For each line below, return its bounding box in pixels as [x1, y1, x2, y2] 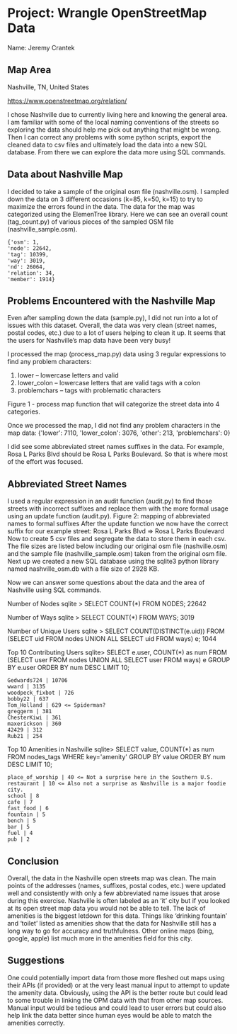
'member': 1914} [7, 275, 55, 283]
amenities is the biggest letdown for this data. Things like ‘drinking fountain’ [7, 911, 228, 920]
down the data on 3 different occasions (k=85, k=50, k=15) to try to [7, 195, 203, 203]
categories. [7, 407, 40, 416]
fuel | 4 [7, 830, 33, 837]
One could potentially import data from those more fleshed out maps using [7, 973, 225, 982]
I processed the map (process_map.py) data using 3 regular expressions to [7, 350, 226, 358]
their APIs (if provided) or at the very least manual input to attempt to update [7, 981, 230, 989]
